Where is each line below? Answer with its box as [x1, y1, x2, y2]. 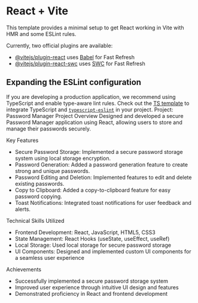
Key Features [6, 137, 39, 144]
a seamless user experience [14, 254, 85, 261]
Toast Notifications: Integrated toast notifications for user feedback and [14, 199, 191, 206]
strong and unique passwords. [14, 167, 90, 174]
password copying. [14, 193, 63, 200]
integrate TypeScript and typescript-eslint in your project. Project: [6, 106, 173, 113]
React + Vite [6, 4, 69, 18]
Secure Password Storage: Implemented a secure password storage [14, 148, 184, 155]
